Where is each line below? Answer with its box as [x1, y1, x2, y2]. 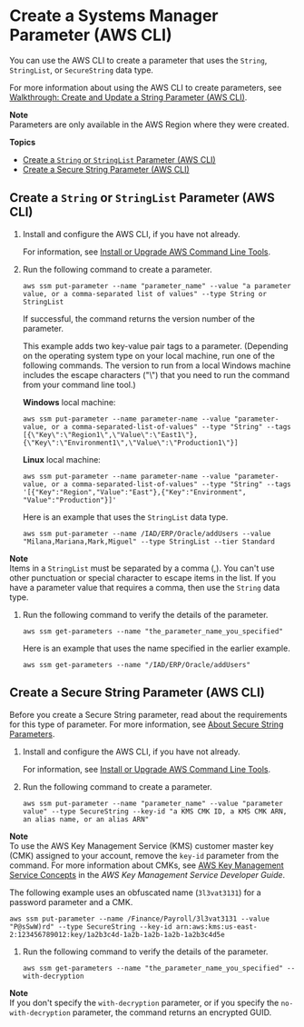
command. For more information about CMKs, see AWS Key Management [9, 860, 284, 871]
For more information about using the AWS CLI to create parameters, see [9, 82, 282, 93]
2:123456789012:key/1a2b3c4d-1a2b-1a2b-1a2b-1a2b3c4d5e [9, 930, 225, 939]
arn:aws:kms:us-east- [175, 922, 258, 932]
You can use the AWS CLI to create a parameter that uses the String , [9, 55, 268, 65]
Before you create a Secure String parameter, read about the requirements [9, 709, 288, 720]
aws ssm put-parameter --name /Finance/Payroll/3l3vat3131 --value [9, 914, 270, 923]
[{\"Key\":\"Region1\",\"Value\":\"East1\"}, [22, 430, 198, 439]
